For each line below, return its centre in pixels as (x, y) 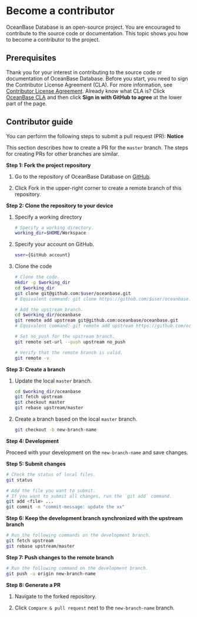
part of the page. (26, 103)
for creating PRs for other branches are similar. (63, 153)
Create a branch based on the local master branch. (76, 419)
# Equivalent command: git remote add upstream (74, 326)
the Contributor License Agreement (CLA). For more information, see (89, 85)
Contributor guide (40, 122)
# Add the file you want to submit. (51, 491)
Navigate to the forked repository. (56, 596)
